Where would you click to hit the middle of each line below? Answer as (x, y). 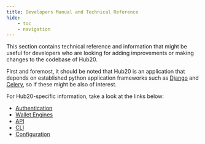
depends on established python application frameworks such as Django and (103, 78)
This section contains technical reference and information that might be (97, 47)
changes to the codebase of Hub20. (52, 59)
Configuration (33, 134)
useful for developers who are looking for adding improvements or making (100, 53)
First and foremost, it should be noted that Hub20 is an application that (96, 72)
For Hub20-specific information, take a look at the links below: (85, 96)
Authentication (34, 108)
